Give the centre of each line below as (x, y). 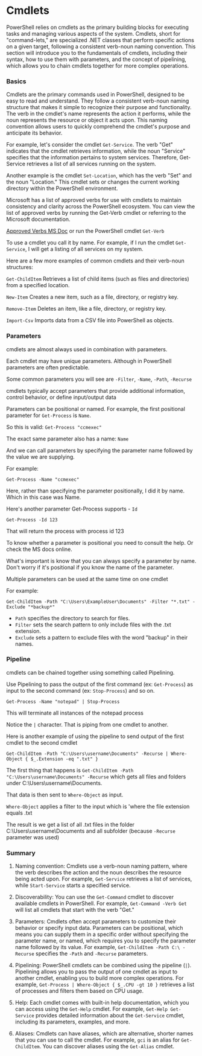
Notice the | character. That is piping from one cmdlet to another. (87, 724)
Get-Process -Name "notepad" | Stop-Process (63, 701)
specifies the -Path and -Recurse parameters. (92, 953)
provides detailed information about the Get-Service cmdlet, (110, 1016)
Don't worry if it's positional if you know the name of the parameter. (90, 567)
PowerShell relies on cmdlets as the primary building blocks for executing (97, 27)
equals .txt (19, 813)
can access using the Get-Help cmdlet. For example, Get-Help (91, 1009)
